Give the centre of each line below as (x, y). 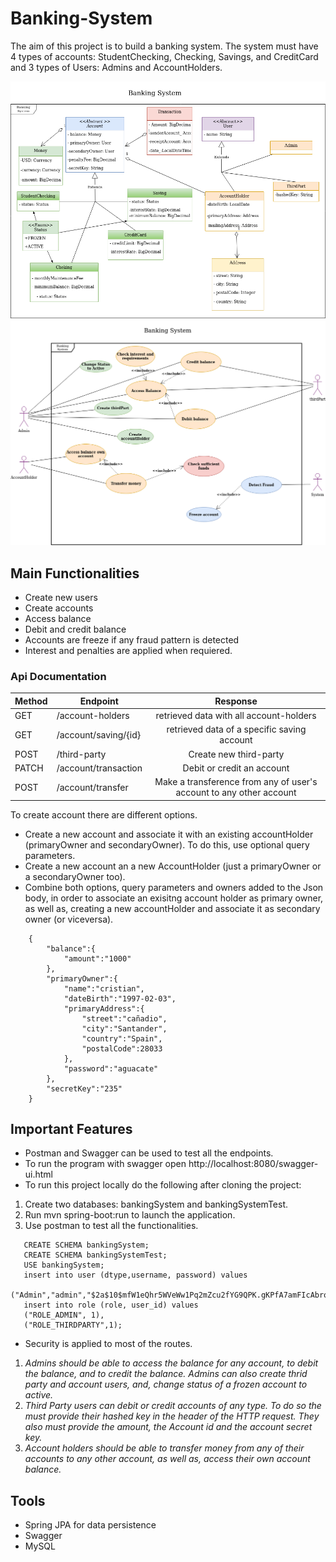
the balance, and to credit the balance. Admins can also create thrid (166, 1374)
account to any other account (236, 792)
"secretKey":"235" (84, 1088)
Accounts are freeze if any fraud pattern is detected (132, 639)
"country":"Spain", (122, 1038)
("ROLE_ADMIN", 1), (64, 1315)
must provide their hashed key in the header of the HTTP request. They (172, 1416)
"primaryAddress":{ (104, 1008)
